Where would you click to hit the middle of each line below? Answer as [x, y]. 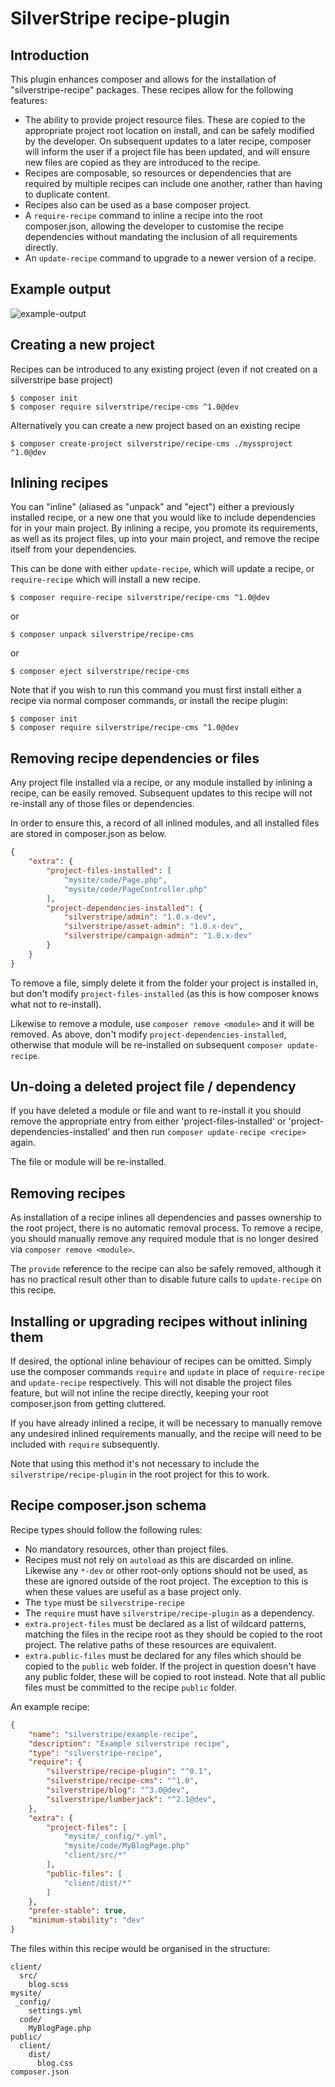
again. [23, 1143]
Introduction [50, 55]
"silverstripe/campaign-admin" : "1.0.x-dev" [158, 936]
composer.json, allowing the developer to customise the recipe [154, 226]
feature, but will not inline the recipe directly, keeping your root [139, 1393]
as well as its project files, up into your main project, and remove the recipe [165, 539]
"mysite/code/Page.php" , [115, 880]
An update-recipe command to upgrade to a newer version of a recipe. [170, 258]
